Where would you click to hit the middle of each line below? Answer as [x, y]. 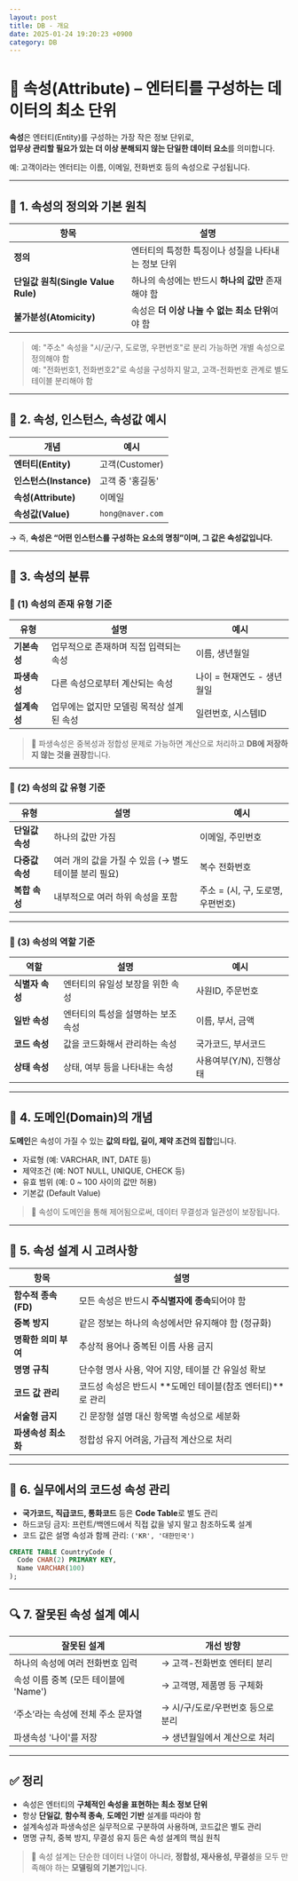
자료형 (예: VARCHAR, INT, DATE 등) [86, 1159]
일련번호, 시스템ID [231, 713]
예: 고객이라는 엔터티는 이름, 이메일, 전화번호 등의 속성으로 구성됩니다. [130, 167]
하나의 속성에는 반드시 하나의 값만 [197, 281]
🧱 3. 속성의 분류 [50, 577]
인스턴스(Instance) [52, 480]
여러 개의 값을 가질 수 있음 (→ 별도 [121, 860]
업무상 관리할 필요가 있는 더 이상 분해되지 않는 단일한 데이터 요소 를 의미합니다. [142, 148]
